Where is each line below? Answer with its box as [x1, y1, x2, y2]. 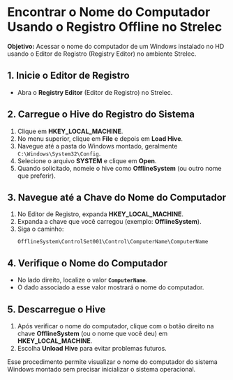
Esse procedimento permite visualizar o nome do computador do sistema [7, 358, 218, 366]
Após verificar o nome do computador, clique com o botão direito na [17, 322, 214, 330]
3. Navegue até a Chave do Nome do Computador [7, 191, 227, 203]
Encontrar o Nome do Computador [7, 4, 211, 20]
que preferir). [17, 172, 56, 180]
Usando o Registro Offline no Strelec [7, 19, 223, 35]
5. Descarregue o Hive [7, 303, 106, 315]
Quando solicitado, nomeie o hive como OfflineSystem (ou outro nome [17, 164, 222, 172]
